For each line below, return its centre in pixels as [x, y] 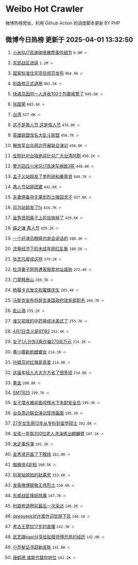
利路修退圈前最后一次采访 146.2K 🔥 [48, 506]
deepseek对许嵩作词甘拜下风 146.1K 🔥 [51, 516]
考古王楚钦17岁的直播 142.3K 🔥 [43, 526]
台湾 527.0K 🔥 [26, 114]
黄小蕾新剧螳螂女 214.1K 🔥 [39, 352]
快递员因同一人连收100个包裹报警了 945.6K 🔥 [58, 94]
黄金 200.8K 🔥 [26, 383]
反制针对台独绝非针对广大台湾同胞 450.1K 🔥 [56, 155]
